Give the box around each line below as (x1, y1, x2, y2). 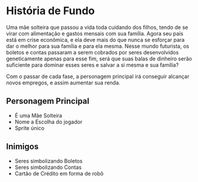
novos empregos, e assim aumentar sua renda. (6, 79, 121, 86)
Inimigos (6, 142, 39, 152)
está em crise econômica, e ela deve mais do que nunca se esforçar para (6, 36, 185, 43)
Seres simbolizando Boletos (14, 157, 83, 164)
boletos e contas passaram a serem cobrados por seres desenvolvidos (6, 48, 179, 56)
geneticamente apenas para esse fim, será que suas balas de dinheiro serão (6, 55, 192, 62)
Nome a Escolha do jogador (14, 118, 83, 125)
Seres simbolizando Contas (14, 164, 82, 171)
